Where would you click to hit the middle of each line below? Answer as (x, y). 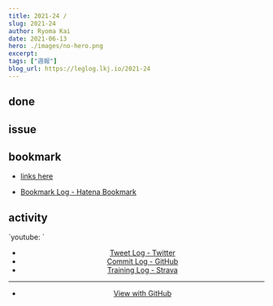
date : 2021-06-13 (38, 39)
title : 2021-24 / (38, 16)
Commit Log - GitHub (143, 261)
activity (28, 217)
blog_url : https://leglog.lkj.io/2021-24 (80, 69)
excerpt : (23, 54)
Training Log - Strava (143, 270)
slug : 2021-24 (32, 24)
